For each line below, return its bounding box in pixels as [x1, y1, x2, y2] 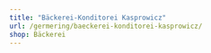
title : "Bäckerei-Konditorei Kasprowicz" [9, 13, 167, 22]
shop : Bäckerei [9, 30, 66, 39]
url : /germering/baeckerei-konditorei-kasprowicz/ [9, 22, 203, 31]
